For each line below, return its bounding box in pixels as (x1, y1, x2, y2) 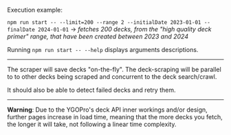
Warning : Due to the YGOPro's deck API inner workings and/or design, (7, 106, 208, 114)
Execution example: (7, 6, 63, 14)
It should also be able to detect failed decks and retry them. (7, 86, 176, 94)
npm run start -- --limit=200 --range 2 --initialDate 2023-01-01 (7, 19, 201, 26)
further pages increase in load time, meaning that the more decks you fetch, (7, 113, 223, 121)
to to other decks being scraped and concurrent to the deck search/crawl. (7, 73, 217, 81)
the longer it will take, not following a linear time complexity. (7, 120, 177, 128)
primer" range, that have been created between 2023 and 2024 (7, 32, 189, 40)
